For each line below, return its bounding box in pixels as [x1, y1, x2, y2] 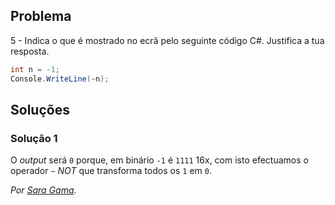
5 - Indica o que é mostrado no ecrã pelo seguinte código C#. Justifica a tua [10, 34, 325, 46]
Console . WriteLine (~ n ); [10, 74, 110, 84]
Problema [10, 8, 72, 25]
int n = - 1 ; [10, 64, 60, 74]
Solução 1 [10, 131, 58, 145]
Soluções [10, 101, 70, 118]
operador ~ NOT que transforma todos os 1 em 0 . [10, 165, 212, 177]
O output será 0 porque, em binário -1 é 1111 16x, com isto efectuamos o [10, 154, 309, 166]
